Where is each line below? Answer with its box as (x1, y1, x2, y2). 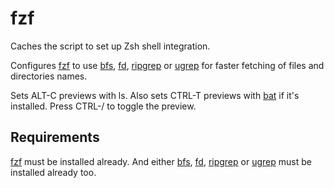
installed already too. (10, 166, 97, 178)
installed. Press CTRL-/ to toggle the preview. (10, 100, 197, 112)
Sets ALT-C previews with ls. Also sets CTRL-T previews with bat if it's (10, 89, 300, 101)
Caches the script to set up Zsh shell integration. (10, 40, 211, 52)
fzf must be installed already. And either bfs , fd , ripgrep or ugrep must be (10, 155, 312, 167)
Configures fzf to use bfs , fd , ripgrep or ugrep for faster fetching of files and (10, 59, 325, 71)
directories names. (10, 70, 88, 82)
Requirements (10, 129, 100, 146)
